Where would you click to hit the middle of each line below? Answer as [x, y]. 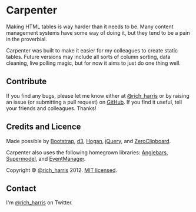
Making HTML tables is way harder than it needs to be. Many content [90, 26]
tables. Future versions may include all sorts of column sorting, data [88, 57]
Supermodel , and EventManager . [46, 158]
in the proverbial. [26, 39]
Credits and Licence [44, 127]
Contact [21, 188]
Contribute [26, 82]
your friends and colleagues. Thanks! [51, 108]
